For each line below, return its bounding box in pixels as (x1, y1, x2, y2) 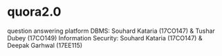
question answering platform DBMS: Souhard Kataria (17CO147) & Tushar (7, 27, 216, 35)
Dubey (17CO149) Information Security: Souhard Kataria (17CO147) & (7, 33, 203, 42)
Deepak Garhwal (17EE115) (7, 41, 83, 49)
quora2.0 (7, 4, 62, 20)
